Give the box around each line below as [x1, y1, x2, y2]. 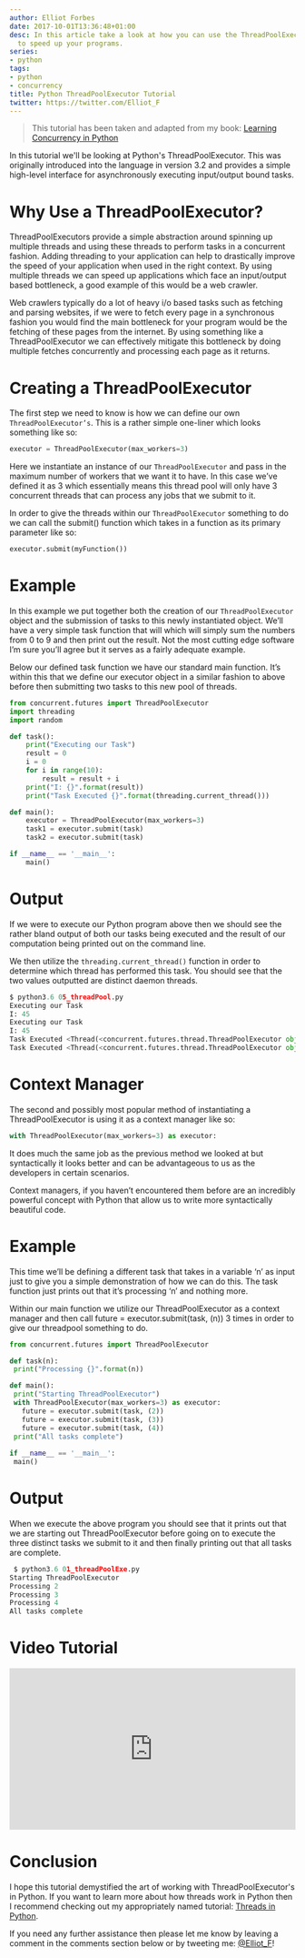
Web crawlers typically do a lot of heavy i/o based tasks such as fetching [9, 298, 283, 308]
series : [9, 47, 39, 56]
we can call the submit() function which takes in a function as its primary [9, 518, 281, 529]
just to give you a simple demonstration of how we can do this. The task [9, 1276, 279, 1287]
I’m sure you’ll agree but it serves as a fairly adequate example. [9, 643, 246, 655]
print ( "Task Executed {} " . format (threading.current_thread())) [25, 791, 271, 801]
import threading [9, 707, 75, 716]
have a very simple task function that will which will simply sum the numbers [9, 624, 296, 635]
